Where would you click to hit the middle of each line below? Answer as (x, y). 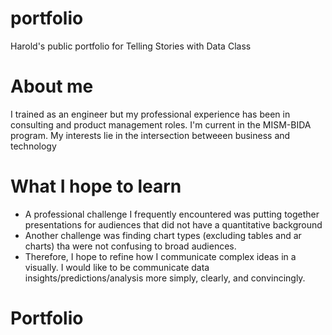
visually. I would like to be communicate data (117, 267)
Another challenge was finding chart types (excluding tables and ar (163, 235)
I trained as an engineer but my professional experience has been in (150, 114)
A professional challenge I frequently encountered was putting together (172, 214)
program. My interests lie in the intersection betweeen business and (150, 135)
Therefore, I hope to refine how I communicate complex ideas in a (160, 256)
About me (52, 86)
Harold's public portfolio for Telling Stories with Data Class (131, 46)
